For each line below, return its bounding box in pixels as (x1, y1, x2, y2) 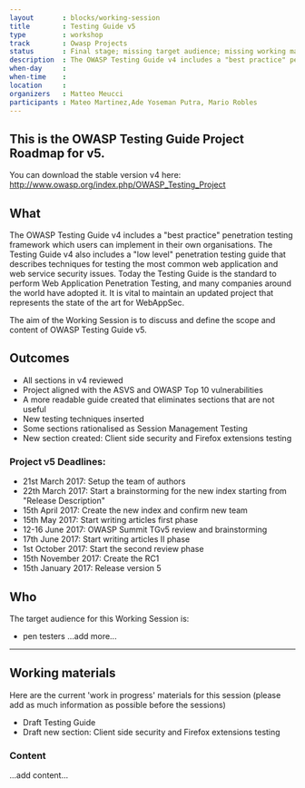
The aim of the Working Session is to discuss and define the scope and (9, 315, 276, 325)
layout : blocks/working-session (9, 13, 161, 23)
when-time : (9, 73, 67, 82)
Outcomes (9, 350, 70, 366)
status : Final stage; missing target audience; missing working (9, 47, 286, 56)
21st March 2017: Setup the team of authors (22, 476, 186, 487)
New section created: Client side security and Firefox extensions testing (22, 432, 292, 443)
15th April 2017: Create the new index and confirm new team (22, 505, 248, 516)
